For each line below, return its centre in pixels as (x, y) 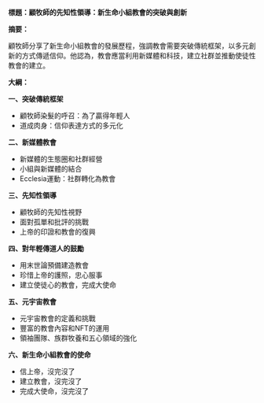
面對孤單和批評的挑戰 (54, 222)
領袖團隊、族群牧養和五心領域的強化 (78, 338)
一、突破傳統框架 (36, 99)
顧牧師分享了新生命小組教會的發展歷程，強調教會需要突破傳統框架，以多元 (128, 46)
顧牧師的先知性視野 (51, 212)
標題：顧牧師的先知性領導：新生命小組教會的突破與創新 (97, 12)
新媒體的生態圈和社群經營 (61, 159)
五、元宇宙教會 (32, 301)
